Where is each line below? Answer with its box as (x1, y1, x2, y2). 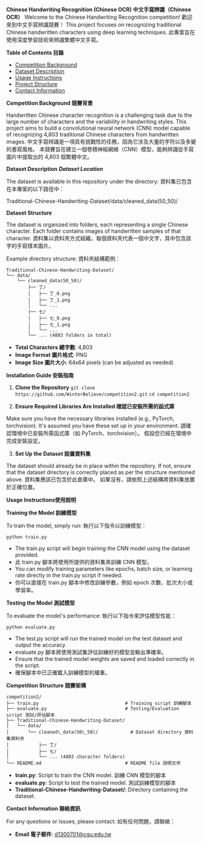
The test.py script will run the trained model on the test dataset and (14, 635, 183, 642)
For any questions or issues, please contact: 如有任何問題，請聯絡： (6, 818, 176, 825)
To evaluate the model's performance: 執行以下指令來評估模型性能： (6, 612, 177, 619)
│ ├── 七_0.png (28, 315, 71, 321)
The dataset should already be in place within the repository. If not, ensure (6, 462, 191, 469)
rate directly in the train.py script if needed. (14, 572, 123, 579)
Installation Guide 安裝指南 (6, 372, 74, 379)
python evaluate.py (6, 624, 55, 630)
